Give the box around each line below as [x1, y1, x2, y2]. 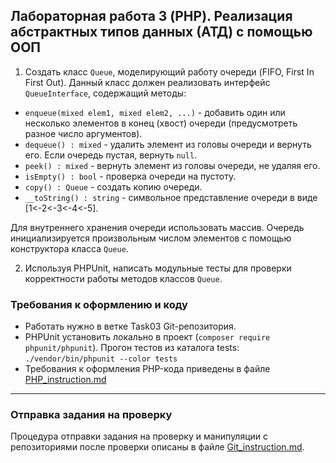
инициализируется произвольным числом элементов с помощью [10, 232, 292, 244]
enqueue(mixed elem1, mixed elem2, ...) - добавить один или [24, 106, 286, 118]
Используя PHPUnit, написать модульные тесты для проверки [24, 262, 292, 274]
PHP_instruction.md [24, 374, 107, 386]
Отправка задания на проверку [10, 408, 173, 422]
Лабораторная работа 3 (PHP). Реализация [10, 8, 293, 25]
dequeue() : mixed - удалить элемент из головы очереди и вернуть [24, 138, 312, 150]
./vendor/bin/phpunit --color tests [24, 354, 178, 364]
